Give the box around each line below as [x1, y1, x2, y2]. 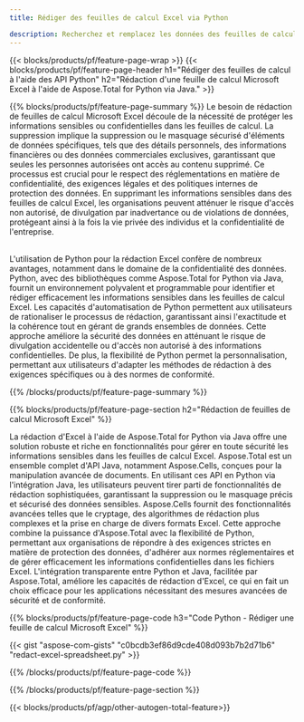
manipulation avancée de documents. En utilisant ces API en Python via [9, 469, 276, 480]
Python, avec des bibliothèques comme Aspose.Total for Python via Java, [9, 273, 284, 284]
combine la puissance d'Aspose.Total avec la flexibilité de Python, [9, 527, 255, 538]
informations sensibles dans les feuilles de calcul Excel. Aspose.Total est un [9, 450, 292, 461]
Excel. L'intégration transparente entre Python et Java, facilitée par [9, 565, 258, 576]
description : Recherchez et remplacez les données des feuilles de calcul [9, 29, 298, 39]
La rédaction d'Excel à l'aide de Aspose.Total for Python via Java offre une [9, 431, 288, 442]
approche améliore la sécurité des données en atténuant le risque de [9, 330, 266, 341]
